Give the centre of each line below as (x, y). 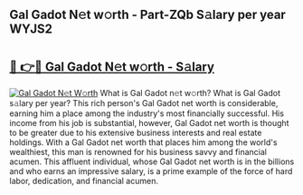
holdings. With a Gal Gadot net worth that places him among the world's (143, 142)
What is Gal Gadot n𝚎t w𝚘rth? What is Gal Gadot (190, 93)
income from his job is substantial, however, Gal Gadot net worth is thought (149, 123)
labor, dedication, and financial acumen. (84, 181)
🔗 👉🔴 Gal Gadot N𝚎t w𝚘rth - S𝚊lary (112, 67)
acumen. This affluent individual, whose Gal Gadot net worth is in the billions (152, 161)
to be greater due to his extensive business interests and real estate (136, 132)
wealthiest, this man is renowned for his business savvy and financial (138, 152)
